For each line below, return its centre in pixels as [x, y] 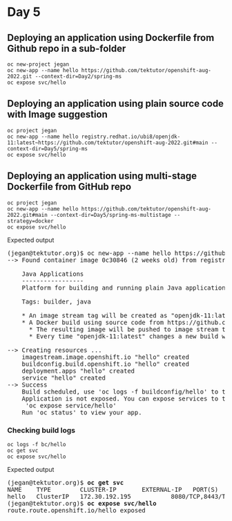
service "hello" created [64, 378]
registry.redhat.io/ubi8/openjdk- [131, 136]
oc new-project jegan [38, 64]
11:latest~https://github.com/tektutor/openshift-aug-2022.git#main [108, 143]
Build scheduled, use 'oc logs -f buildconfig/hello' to [120, 391]
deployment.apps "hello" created [78, 371]
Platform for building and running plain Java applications [126, 288]
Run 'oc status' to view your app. [82, 412]
